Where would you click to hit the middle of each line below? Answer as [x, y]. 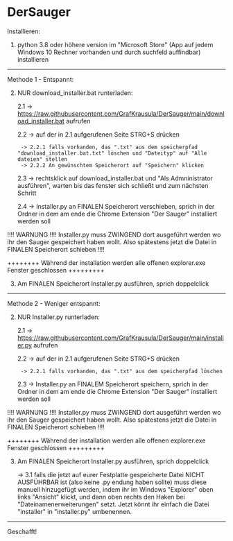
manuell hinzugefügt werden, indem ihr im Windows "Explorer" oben [115, 489]
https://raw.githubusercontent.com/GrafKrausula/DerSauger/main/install [120, 338]
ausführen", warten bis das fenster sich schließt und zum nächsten [113, 185]
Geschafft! [22, 531]
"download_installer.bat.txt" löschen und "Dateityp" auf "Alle [112, 153]
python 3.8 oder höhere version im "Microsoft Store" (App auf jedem [115, 44]
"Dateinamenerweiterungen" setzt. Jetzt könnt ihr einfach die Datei [113, 504]
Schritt [27, 193]
